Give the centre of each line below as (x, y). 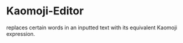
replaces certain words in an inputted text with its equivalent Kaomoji (92, 27)
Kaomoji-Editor (45, 11)
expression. (21, 33)
